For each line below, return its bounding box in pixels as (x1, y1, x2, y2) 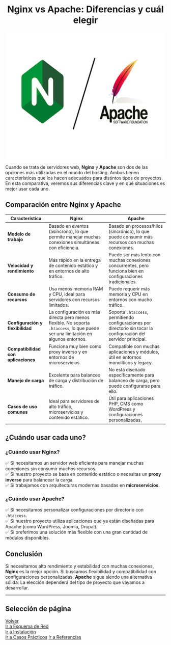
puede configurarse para (108, 383, 161, 389)
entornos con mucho (108, 297, 152, 303)
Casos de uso (7, 404, 37, 410)
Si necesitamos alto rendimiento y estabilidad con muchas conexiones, (5, 563, 154, 569)
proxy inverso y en (48, 348, 88, 355)
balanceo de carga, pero (108, 377, 160, 383)
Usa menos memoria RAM (48, 286, 103, 291)
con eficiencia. (48, 245, 80, 251)
